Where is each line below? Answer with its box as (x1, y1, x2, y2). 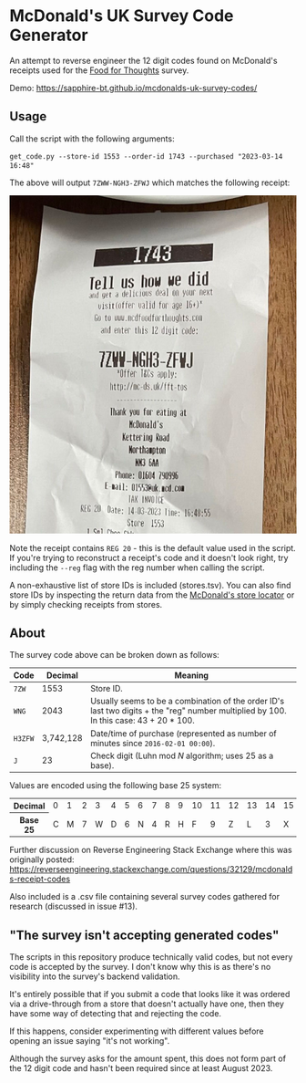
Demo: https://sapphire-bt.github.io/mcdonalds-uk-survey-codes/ (9, 82, 258, 93)
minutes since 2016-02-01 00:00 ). (90, 737, 216, 748)
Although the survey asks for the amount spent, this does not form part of (9, 1053, 287, 1064)
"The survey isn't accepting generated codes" (9, 927, 280, 942)
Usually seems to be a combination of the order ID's (90, 695, 285, 707)
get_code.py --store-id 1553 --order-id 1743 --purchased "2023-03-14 (9, 151, 283, 161)
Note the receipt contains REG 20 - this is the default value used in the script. (9, 542, 296, 553)
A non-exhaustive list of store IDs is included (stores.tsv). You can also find (9, 579, 291, 590)
